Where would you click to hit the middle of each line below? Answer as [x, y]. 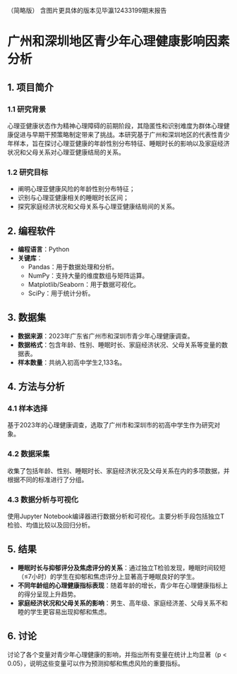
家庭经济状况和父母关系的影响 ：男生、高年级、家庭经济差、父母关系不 [120, 603]
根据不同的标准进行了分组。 [48, 479]
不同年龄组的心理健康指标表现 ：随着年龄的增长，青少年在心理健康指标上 [122, 585]
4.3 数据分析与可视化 [43, 499]
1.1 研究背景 [27, 109]
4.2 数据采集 [29, 454]
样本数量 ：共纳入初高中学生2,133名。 [72, 362]
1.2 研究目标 [28, 172]
